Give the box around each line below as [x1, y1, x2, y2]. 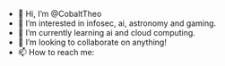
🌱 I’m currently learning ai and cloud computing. [17, 28, 195, 37]
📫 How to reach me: [17, 47, 95, 57]
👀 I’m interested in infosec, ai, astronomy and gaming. [17, 18, 217, 29]
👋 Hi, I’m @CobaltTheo [17, 9, 102, 19]
